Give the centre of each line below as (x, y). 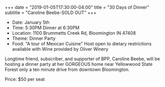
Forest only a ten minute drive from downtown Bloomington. (67, 69)
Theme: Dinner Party (34, 38)
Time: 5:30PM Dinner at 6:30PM (46, 28)
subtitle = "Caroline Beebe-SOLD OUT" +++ (51, 13)
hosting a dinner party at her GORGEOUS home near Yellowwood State (79, 64)
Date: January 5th (31, 22)
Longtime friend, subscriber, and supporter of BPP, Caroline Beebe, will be (82, 59)
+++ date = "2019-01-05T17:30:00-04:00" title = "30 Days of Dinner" (77, 7)
